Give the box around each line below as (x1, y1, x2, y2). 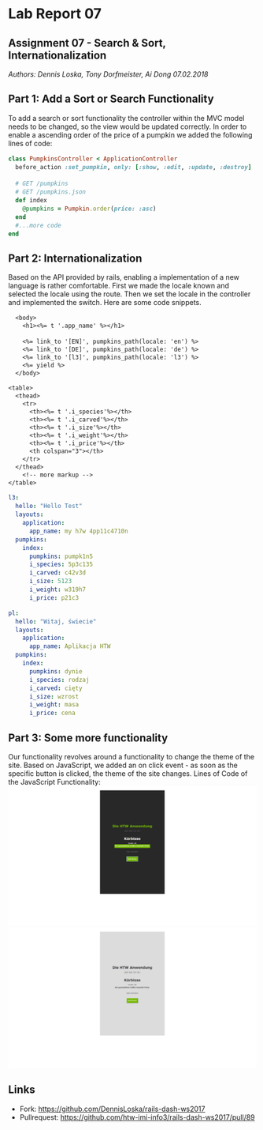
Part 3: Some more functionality (8, 731, 169, 744)
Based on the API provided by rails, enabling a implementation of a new (8, 273, 240, 282)
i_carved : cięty (28, 684, 83, 692)
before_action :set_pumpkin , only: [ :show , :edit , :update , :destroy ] (15, 163, 252, 171)
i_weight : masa (28, 701, 80, 709)
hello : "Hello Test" (15, 503, 83, 510)
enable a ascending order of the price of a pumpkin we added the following (8, 130, 253, 139)
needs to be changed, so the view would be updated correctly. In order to (8, 122, 247, 131)
